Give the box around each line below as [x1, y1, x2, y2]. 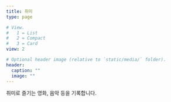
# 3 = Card [6, 41, 38, 47]
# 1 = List [6, 30, 38, 36]
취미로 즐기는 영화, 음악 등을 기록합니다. [6, 90, 97, 97]
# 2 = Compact [6, 36, 46, 41]
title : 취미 [6, 8, 33, 15]
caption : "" [11, 68, 41, 73]
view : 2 [6, 46, 25, 52]
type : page [6, 14, 33, 20]
